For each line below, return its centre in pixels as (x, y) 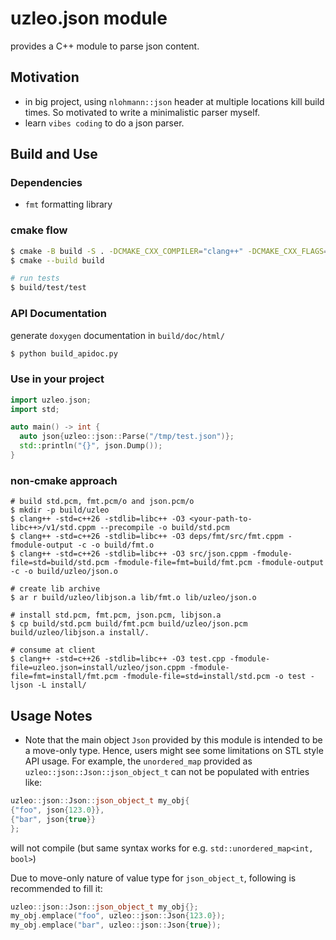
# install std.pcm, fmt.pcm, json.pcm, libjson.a (116, 615)
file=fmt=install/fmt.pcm (64, 677)
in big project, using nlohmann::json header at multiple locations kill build (174, 101)
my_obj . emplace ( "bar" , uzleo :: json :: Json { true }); (116, 925)
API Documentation (59, 314)
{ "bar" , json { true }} (53, 819)
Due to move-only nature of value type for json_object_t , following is (153, 878)
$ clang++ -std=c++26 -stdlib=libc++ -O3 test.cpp (118, 659)
